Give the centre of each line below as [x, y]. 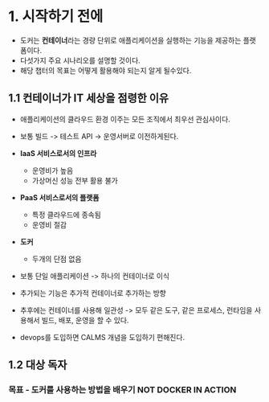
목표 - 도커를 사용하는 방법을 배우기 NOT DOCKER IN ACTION [122, 390]
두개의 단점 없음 [57, 259]
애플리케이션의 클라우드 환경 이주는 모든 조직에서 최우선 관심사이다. [125, 119]
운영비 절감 [49, 224]
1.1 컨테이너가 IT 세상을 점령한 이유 [89, 98]
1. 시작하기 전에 [56, 16]
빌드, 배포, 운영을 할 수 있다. [85, 320]
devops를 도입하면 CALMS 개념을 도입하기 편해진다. [102, 337]
